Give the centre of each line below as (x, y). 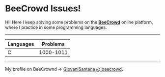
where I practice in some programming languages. (56, 27)
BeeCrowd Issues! (43, 9)
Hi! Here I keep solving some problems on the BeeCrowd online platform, (79, 22)
